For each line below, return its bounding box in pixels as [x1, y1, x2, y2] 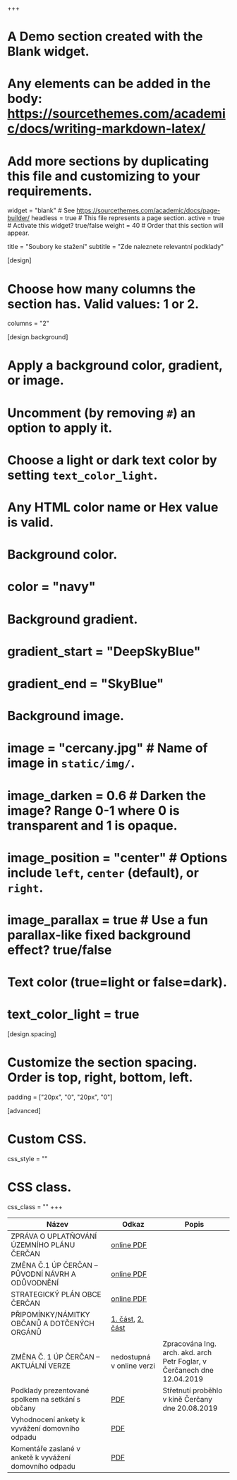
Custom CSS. [7, 1132, 87, 1147]
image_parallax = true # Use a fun [7, 911, 209, 928]
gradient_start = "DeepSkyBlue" [7, 643, 201, 660]
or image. [7, 372, 65, 389]
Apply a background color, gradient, [7, 358, 223, 374]
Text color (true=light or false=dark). [7, 974, 227, 990]
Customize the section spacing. [7, 1055, 197, 1071]
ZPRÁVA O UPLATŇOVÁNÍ [11, 1231, 97, 1241]
